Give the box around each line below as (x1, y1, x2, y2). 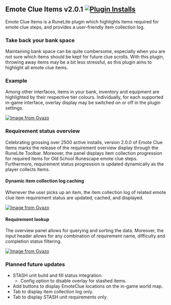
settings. (5, 105, 24, 111)
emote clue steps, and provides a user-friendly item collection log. (5, 24, 145, 30)
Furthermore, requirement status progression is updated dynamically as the (5, 161, 164, 167)
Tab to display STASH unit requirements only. (12, 294, 108, 300)
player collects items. (5, 166, 50, 172)
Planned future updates (5, 261, 65, 268)
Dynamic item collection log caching (5, 178, 84, 184)
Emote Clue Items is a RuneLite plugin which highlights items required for (5, 18, 159, 24)
